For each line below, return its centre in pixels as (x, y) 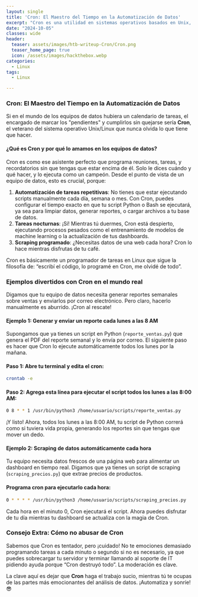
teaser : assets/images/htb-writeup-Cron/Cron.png (74, 45)
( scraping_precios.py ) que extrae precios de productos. (74, 474)
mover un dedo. (25, 434)
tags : (13, 72)
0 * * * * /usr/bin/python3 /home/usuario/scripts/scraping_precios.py (96, 500)
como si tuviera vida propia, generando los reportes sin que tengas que (93, 429)
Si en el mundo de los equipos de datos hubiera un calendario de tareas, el (97, 116)
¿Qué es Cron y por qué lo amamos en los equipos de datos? (82, 149)
